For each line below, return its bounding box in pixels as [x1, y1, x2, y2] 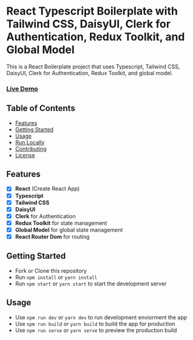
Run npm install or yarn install [15, 273, 98, 281]
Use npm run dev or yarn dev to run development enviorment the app [15, 313, 188, 321]
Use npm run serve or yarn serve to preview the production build [15, 326, 177, 334]
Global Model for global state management [15, 226, 123, 233]
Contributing [15, 145, 47, 152]
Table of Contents [6, 103, 76, 113]
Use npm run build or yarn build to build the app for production [15, 320, 175, 327]
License [15, 152, 35, 159]
